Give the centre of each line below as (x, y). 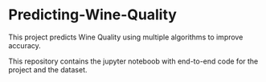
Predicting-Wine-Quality (92, 15)
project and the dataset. (48, 69)
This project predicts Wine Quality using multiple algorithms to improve (126, 37)
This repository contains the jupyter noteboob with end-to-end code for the (133, 61)
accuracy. (25, 45)
